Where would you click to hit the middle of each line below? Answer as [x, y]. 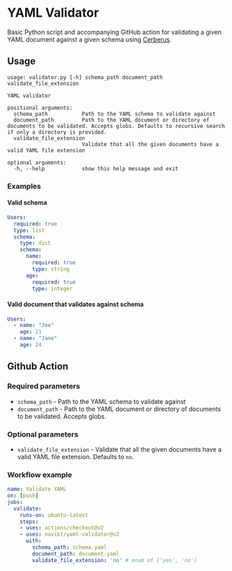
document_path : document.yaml [76, 554]
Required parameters [44, 386]
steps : [29, 522]
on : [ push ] [23, 496]
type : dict [35, 243]
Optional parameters [43, 434]
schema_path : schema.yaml [70, 547]
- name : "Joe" [34, 325]
